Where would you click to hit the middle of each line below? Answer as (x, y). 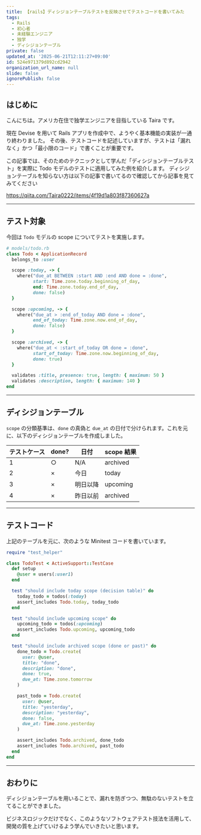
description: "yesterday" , (56, 712)
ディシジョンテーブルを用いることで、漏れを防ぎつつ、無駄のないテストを (97, 798)
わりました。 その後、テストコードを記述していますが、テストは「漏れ (104, 140)
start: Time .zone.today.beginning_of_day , (86, 282)
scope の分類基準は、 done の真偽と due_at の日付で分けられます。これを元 (97, 428)
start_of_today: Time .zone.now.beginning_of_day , (96, 353)
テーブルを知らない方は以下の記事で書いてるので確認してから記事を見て (105, 175)
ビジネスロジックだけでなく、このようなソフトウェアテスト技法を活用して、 (100, 819)
